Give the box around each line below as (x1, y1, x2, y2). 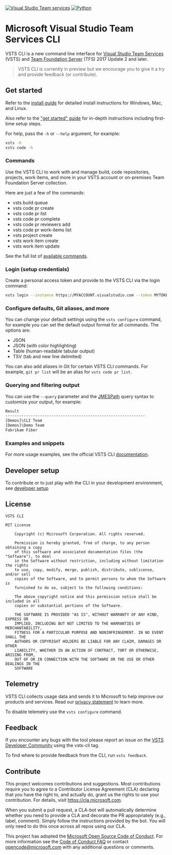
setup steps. (15, 120, 42, 126)
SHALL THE (5, 634, 27, 640)
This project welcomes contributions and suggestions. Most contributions (5, 781, 161, 787)
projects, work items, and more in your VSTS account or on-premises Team (5, 174, 165, 180)
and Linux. (5, 105, 28, 111)
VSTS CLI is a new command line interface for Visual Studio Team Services (5, 50, 164, 56)
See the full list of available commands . (5, 253, 88, 259)
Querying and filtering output (5, 382, 80, 389)
